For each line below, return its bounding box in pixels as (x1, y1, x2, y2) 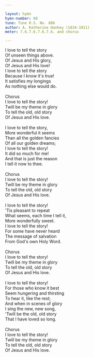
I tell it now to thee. (5, 161, 43, 167)
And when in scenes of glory (5, 301, 63, 307)
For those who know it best (5, 285, 60, 291)
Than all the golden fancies (5, 135, 60, 141)
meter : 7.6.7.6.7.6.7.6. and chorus (5, 30, 79, 35)
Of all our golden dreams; (5, 140, 56, 146)
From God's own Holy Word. (5, 239, 62, 244)
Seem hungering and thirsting (5, 290, 64, 296)
